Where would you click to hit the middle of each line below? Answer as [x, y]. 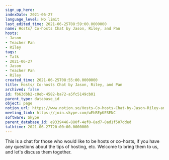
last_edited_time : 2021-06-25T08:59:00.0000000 [56, 24]
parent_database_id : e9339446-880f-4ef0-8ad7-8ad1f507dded [68, 122]
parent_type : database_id [32, 99]
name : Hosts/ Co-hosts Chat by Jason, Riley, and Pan [63, 29]
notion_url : [18, 108]
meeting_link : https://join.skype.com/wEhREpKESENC [60, 113]
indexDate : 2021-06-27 [29, 15]
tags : [11, 52]
